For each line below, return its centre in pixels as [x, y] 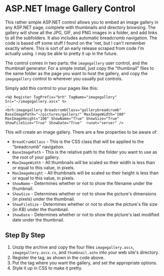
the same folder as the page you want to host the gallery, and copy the [76, 73]
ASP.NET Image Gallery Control [70, 9]
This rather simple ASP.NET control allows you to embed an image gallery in [82, 22]
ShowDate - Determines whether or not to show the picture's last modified [86, 215]
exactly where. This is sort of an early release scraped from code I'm [75, 48]
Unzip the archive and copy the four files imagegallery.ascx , [73, 247]
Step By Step [25, 235]
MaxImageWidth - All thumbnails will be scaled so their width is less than [83, 162]
